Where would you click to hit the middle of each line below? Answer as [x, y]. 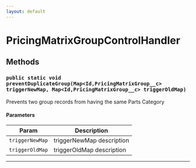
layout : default [26, 11]
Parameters [20, 115]
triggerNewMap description [91, 140]
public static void [34, 78]
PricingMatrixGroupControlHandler [93, 40]
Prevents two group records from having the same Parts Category [85, 102]
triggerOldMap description [90, 150]
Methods [23, 62]
